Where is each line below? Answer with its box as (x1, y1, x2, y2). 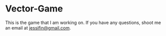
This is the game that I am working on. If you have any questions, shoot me (5, 19, 161, 25)
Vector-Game (5, 3, 63, 14)
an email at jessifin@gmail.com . (5, 24, 71, 30)
